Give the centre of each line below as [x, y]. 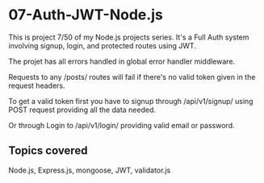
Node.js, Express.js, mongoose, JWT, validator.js [90, 170]
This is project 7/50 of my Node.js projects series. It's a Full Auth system [129, 37]
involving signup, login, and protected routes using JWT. [102, 45]
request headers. [37, 85]
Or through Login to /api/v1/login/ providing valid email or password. [122, 125]
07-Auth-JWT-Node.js [86, 15]
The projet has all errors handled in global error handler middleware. [122, 61]
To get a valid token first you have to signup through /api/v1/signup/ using [131, 101]
